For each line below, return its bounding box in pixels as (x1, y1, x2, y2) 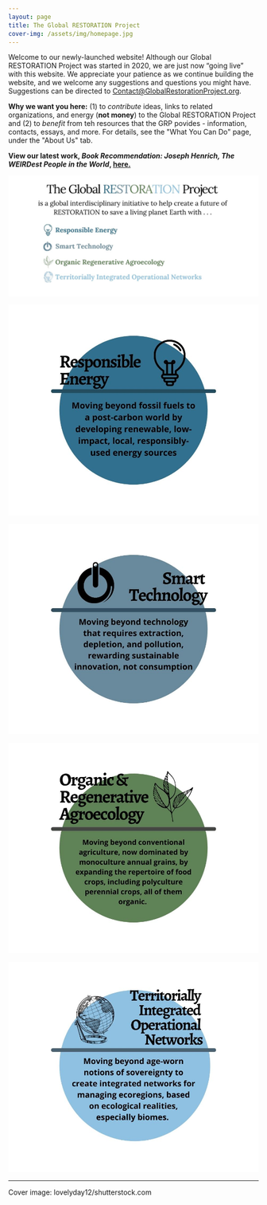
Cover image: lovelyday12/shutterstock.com (8, 1187, 153, 1197)
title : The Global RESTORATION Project (8, 21, 141, 29)
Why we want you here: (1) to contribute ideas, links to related (8, 102, 213, 112)
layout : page (8, 13, 52, 21)
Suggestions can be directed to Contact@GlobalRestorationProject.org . (8, 86, 242, 96)
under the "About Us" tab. (8, 135, 93, 145)
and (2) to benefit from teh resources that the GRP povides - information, (8, 119, 247, 128)
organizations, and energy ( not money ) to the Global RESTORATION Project (8, 110, 256, 120)
